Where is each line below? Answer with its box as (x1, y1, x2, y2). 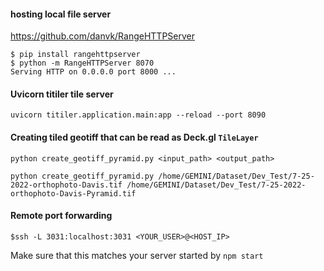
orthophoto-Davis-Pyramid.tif (10, 188, 137, 199)
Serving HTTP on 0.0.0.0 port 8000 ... (10, 67, 177, 77)
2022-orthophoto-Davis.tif (10, 180, 123, 190)
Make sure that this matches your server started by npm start (10, 249, 264, 261)
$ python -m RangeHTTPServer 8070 (10, 58, 155, 69)
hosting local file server (10, 8, 112, 20)
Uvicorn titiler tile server (10, 88, 114, 100)
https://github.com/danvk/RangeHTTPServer (10, 30, 196, 42)
